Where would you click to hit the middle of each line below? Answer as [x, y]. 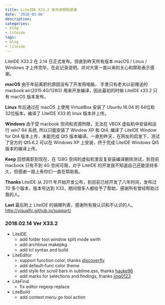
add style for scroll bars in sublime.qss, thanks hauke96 [76, 271]
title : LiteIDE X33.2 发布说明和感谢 [41, 10]
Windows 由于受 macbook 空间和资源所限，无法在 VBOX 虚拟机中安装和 [79, 124]
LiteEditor [22, 255]
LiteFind [20, 281]
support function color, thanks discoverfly [62, 260]
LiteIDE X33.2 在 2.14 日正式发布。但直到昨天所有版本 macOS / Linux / [76, 61]
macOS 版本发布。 [29, 97]
